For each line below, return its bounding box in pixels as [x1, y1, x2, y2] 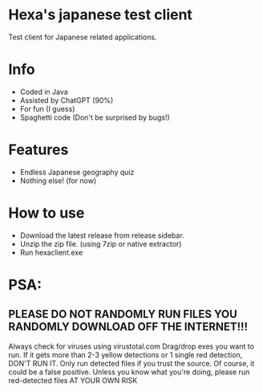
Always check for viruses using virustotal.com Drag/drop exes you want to [8, 341, 255, 351]
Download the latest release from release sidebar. [19, 231, 184, 240]
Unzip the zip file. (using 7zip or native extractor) [19, 239, 182, 248]
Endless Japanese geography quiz [19, 167, 135, 177]
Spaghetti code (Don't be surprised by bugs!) [19, 112, 170, 122]
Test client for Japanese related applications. [8, 32, 157, 42]
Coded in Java [19, 87, 68, 96]
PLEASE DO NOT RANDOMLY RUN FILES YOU [8, 308, 238, 321]
